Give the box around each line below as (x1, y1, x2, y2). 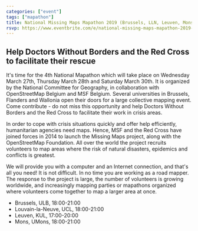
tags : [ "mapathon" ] (6, 14, 54, 20)
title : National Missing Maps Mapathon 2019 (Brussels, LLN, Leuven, (6, 19, 181, 25)
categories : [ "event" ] (6, 8, 62, 15)
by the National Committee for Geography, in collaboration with (6, 84, 160, 91)
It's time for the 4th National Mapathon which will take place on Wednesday (6, 72, 190, 79)
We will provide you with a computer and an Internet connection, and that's (6, 163, 189, 170)
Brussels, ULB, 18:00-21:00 (14, 199, 81, 206)
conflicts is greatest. (6, 152, 56, 159)
